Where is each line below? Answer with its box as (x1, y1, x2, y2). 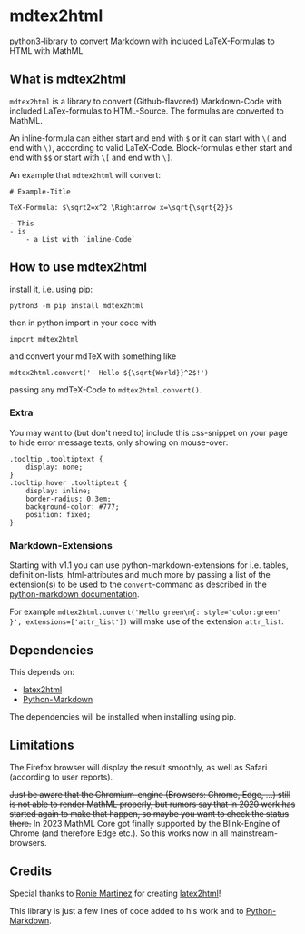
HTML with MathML (9, 45, 84, 55)
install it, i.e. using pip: (9, 283, 93, 294)
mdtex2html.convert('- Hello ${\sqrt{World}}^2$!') (9, 368, 209, 377)
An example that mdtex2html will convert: (9, 169, 162, 180)
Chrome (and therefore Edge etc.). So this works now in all (9, 828, 229, 839)
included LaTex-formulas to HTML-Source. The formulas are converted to (9, 105, 284, 116)
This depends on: (9, 666, 75, 677)
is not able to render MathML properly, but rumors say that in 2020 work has (9, 799, 296, 810)
